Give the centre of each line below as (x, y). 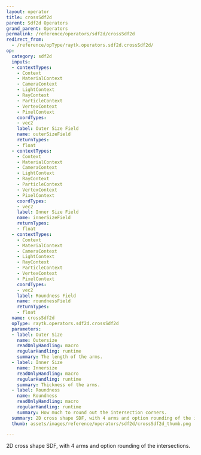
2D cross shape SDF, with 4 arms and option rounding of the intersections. (98, 446)
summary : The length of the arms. (60, 357)
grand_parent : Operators (37, 28)
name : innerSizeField (44, 218)
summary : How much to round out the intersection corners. (92, 412)
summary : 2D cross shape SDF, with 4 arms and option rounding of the (101, 418)
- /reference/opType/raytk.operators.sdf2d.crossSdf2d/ (83, 45)
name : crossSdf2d (33, 318)
